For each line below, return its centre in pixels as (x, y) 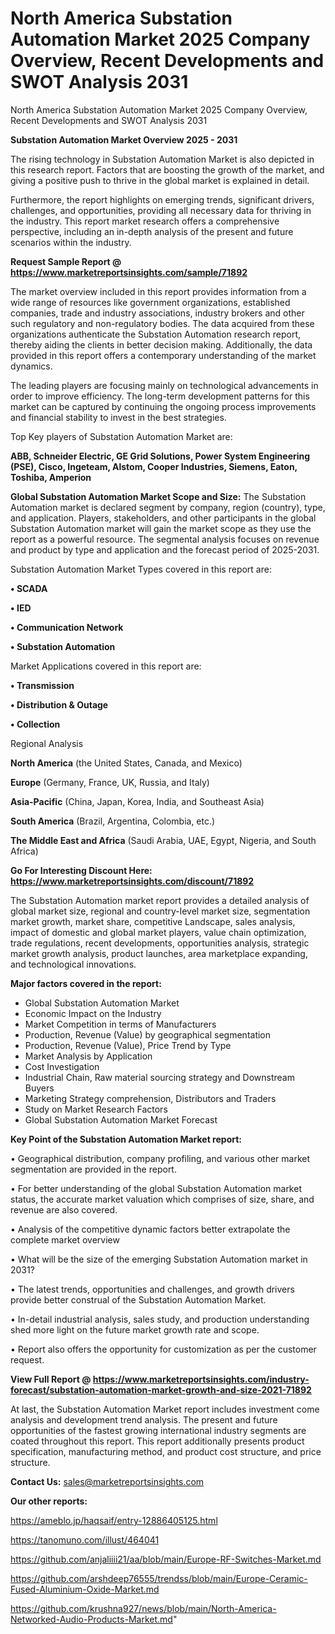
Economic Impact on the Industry (93, 1013)
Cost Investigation (62, 1066)
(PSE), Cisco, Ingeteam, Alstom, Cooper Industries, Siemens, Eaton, (154, 466)
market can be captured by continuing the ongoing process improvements (163, 406)
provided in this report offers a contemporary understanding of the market (163, 355)
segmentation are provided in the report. (93, 1169)
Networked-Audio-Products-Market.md (91, 1619)
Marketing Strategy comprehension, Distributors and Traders (150, 1098)
